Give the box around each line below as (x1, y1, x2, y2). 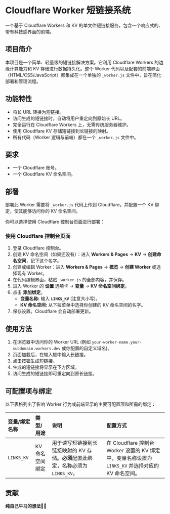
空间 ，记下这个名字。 (17, 258, 62, 264)
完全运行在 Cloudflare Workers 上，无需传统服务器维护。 (12, 121, 132, 127)
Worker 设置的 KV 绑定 (106, 447, 160, 454)
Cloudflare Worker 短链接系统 (5, 5, 131, 16)
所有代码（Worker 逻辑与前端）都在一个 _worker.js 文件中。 (12, 134, 139, 140)
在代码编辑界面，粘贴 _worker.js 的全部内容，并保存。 (12, 277, 127, 283)
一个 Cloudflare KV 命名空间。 (12, 171, 76, 177)
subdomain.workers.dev (12, 346, 61, 352)
